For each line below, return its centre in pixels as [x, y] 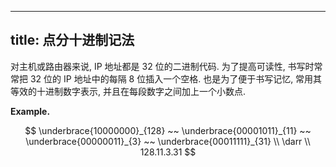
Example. [30, 111]
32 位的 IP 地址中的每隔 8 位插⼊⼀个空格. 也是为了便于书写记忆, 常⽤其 [176, 78]
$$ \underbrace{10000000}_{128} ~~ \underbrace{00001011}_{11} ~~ [168, 130]
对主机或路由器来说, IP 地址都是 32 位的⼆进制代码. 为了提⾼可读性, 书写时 [162, 66]
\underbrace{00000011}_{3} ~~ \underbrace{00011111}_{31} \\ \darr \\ [168, 141]
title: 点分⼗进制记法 [72, 40]
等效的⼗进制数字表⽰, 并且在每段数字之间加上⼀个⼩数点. [128, 91]
